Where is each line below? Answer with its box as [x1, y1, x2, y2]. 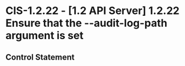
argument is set [5, 29, 84, 42]
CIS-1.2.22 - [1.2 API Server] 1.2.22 [5, 4, 180, 18]
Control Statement [5, 52, 75, 62]
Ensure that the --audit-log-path [5, 16, 168, 30]
